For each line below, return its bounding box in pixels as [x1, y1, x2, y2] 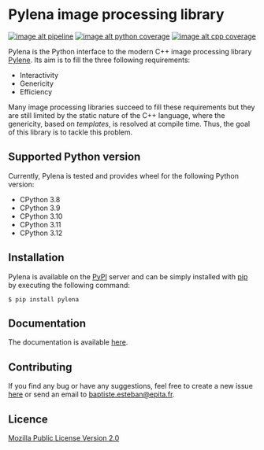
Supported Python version [8, 150, 141, 164]
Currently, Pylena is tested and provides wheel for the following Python [8, 171, 239, 180]
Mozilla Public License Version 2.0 [8, 433, 120, 442]
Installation [8, 251, 65, 264]
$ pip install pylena [8, 295, 80, 304]
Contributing [8, 360, 73, 374]
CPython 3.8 [19, 194, 61, 204]
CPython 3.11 [19, 219, 61, 229]
